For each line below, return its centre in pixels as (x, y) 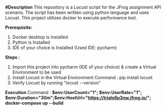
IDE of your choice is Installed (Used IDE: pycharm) (64, 48)
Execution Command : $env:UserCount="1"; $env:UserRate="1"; (74, 92)
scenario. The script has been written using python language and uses (77, 12)
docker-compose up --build (34, 103)
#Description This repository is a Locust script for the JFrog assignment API (83, 7)
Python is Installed (31, 42)
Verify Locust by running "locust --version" (56, 83)
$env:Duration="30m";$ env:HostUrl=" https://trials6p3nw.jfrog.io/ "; (78, 98)
